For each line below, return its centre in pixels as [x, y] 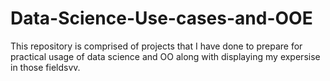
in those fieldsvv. [45, 67]
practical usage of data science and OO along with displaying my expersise [165, 56]
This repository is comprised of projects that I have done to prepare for [156, 46]
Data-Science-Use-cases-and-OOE [161, 18]
